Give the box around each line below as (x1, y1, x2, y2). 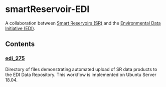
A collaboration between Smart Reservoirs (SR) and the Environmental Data (5, 20, 161, 26)
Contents (5, 40, 35, 48)
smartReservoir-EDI (5, 3, 90, 15)
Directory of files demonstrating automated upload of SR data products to (5, 66, 157, 72)
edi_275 (5, 55, 25, 62)
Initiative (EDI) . (5, 25, 36, 31)
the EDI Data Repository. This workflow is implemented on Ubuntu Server (5, 71, 156, 77)
